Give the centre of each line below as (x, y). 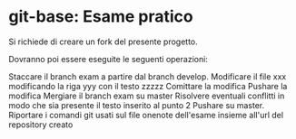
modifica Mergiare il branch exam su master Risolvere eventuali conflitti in (147, 96)
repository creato (41, 125)
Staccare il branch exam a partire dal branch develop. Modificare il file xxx (148, 76)
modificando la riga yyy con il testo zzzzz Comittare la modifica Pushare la (148, 86)
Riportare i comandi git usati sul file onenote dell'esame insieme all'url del (146, 115)
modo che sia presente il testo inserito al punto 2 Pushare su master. (137, 105)
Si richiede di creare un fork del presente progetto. (104, 42)
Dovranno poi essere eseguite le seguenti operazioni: (108, 59)
